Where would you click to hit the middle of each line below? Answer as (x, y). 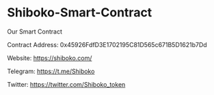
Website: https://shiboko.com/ (50, 58)
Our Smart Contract (35, 31)
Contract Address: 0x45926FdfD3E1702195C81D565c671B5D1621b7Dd (107, 44)
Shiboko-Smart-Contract (80, 13)
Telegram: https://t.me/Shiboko (51, 71)
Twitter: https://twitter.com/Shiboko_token (66, 84)
